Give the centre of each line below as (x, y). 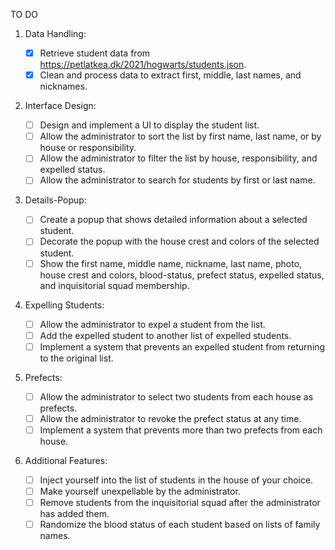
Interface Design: (60, 106)
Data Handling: (55, 33)
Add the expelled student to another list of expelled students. (165, 335)
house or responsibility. (88, 148)
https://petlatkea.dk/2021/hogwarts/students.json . (143, 65)
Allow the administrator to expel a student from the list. (152, 324)
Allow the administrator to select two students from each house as (176, 396)
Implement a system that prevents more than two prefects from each (181, 430)
